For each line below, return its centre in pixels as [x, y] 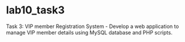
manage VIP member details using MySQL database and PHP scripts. [89, 32]
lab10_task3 [36, 10]
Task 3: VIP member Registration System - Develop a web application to [92, 26]
